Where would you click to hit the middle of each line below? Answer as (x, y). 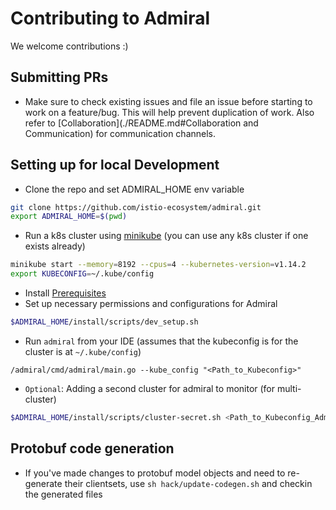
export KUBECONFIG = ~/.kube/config (82, 274)
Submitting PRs (59, 77)
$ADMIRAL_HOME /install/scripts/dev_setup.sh (104, 322)
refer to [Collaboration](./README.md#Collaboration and (141, 123)
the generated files (63, 494)
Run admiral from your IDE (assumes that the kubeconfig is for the (161, 341)
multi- (289, 388)
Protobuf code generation (92, 448)
